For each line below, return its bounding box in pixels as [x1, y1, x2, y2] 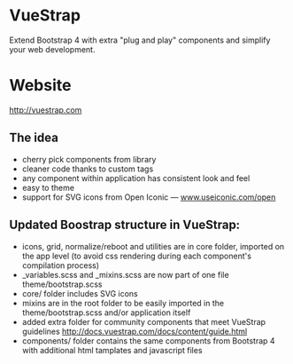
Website [9, 75, 72, 96]
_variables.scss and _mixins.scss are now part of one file [21, 269, 229, 280]
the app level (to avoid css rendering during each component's [21, 250, 252, 261]
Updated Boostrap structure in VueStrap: [9, 218, 241, 233]
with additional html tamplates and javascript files [21, 344, 203, 355]
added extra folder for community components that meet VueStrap [21, 316, 266, 327]
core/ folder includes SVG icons [21, 288, 139, 298]
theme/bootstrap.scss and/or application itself [21, 307, 191, 318]
